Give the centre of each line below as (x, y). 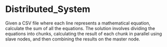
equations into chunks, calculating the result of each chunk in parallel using (84, 33)
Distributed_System (48, 9)
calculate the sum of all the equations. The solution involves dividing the (80, 28)
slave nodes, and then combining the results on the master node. (73, 39)
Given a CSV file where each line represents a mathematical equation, (78, 23)
